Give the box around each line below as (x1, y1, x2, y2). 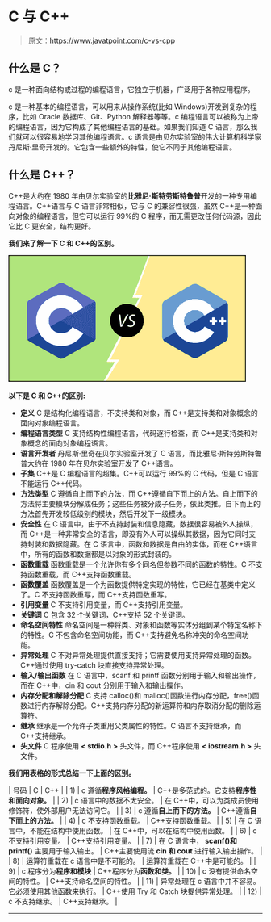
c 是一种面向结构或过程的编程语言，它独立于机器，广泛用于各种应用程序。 (8, 84, 255, 94)
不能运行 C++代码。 (19, 478, 87, 488)
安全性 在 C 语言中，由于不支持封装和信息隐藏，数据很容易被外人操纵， (19, 518, 258, 529)
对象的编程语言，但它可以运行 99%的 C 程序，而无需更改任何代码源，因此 (15, 211, 262, 220)
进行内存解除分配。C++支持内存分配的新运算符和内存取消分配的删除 (27, 700, 254, 710)
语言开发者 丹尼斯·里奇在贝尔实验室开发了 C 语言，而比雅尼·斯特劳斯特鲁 (19, 448, 262, 458)
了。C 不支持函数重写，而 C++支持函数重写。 (19, 589, 172, 599)
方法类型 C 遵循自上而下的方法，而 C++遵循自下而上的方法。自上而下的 (19, 488, 258, 498)
